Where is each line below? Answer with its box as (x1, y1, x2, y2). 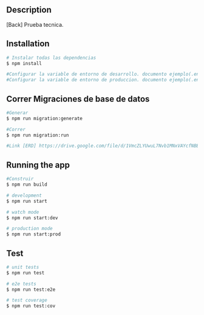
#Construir (6, 176, 34, 182)
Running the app (6, 160, 70, 170)
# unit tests (6, 264, 39, 270)
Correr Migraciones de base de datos (6, 93, 150, 104)
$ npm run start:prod (6, 231, 61, 237)
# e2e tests (6, 280, 36, 287)
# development (6, 192, 42, 198)
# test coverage (6, 297, 47, 303)
